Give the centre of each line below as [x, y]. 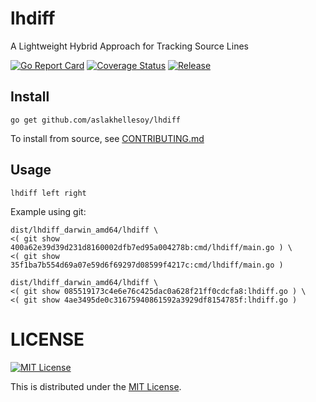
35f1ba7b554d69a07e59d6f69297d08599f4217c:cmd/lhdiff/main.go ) [147, 265]
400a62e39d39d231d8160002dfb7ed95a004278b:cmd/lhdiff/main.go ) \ [151, 247]
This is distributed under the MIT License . [96, 386]
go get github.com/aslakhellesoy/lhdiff [96, 120]
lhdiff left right [48, 193]
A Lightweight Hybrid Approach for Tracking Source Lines [129, 46]
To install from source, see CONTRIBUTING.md [107, 138]
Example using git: [48, 211]
